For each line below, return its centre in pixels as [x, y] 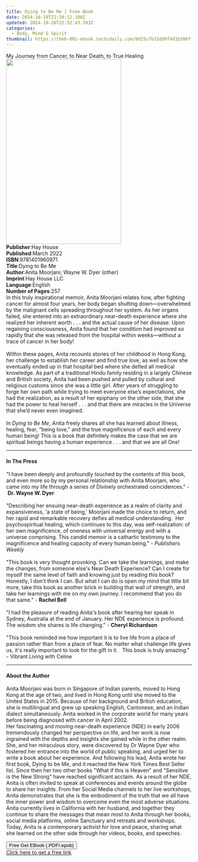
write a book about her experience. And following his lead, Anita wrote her [96, 758]
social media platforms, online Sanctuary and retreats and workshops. [91, 821]
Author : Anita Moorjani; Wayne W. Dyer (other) [62, 272]
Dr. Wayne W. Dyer [31, 493]
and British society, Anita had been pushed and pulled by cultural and [90, 379]
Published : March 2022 [34, 253]
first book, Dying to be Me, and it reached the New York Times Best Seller [96, 764]
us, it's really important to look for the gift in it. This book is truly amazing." [98, 650]
